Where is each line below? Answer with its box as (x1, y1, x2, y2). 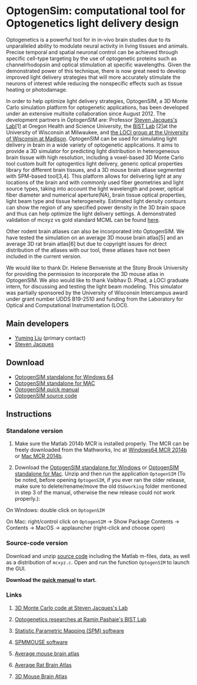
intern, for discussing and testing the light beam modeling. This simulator (6, 282, 183, 290)
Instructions (6, 409, 52, 419)
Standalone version (6, 427, 64, 435)
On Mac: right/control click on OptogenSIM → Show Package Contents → (6, 518, 180, 525)
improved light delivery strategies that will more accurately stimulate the (6, 74, 181, 81)
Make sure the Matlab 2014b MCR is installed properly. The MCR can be (14, 440, 189, 447)
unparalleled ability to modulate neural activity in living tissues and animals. (6, 42, 189, 49)
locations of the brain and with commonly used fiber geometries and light (6, 178, 184, 186)
